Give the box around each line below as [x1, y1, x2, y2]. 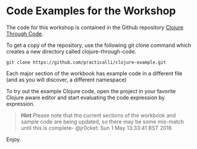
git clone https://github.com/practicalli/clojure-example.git [6, 59, 167, 65]
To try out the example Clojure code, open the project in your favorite [6, 87, 176, 94]
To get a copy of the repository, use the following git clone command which [6, 42, 192, 49]
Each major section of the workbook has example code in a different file [6, 69, 183, 77]
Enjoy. [6, 135, 21, 143]
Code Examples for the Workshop [6, 4, 176, 18]
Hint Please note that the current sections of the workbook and [20, 112, 176, 119]
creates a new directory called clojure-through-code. [6, 47, 137, 55]
